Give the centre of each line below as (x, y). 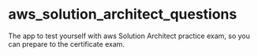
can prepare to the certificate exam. (66, 44)
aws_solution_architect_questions (123, 14)
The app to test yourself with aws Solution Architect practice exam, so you (129, 36)
